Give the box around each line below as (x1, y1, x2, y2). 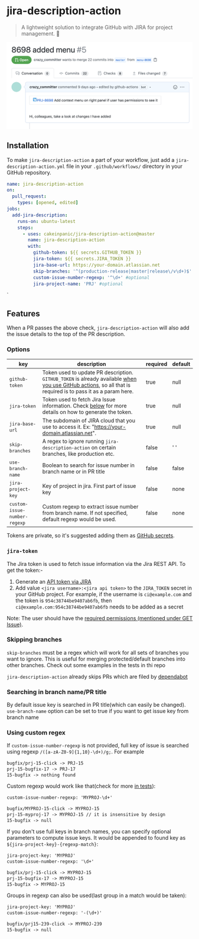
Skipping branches (6, 636, 63, 644)
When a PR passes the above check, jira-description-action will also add (6, 324, 190, 332)
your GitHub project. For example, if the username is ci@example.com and (15, 590, 192, 598)
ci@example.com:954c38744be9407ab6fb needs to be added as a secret (15, 603, 184, 610)
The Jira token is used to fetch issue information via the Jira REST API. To (6, 560, 185, 567)
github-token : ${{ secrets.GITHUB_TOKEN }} (32, 250, 142, 255)
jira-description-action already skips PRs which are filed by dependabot (6, 673, 188, 680)
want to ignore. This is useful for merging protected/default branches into (6, 655, 185, 662)
